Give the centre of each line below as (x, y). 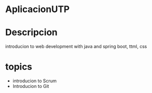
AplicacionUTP (37, 9)
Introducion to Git (31, 86)
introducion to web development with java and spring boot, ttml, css (76, 46)
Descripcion (31, 33)
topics (19, 67)
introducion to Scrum (34, 81)
